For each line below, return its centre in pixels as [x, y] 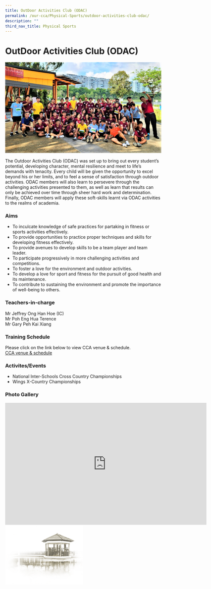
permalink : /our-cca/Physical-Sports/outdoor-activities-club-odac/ [77, 16]
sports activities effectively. [40, 232]
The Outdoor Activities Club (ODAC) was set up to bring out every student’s [82, 161]
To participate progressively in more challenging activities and [76, 258]
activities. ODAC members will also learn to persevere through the [72, 182]
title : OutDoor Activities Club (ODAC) [46, 10]
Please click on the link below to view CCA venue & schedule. [68, 347]
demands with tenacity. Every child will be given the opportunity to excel [79, 171]
